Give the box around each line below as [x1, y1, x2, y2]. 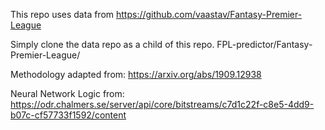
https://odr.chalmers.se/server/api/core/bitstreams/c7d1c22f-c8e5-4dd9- [10, 99, 315, 110]
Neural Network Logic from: [10, 88, 125, 99]
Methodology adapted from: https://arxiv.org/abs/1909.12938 [10, 69, 262, 80]
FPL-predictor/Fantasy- [216, 39, 313, 50]
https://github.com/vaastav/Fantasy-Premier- [116, 9, 303, 20]
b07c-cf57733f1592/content [10, 109, 127, 121]
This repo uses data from [10, 9, 115, 20]
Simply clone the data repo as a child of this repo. [10, 39, 215, 50]
